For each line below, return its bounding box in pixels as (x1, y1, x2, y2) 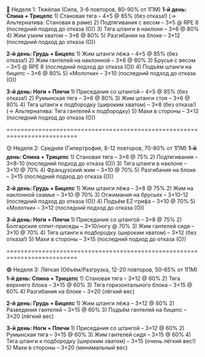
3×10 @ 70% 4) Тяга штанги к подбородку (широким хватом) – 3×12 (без (6, 229, 197, 236)
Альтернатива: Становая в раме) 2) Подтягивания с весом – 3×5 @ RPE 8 (6, 19, 199, 26)
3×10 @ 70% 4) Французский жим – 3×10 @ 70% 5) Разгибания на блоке (6, 166, 196, 174)
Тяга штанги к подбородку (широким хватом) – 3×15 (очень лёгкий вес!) (6, 337, 196, 345)
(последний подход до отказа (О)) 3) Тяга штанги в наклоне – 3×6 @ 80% (6, 25, 199, 32)
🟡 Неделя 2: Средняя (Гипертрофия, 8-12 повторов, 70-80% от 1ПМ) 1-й (6, 144, 197, 152)
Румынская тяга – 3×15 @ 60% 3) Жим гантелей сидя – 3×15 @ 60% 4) (6, 331, 192, 338)
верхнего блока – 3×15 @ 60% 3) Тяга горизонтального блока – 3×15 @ (6, 281, 193, 289)
